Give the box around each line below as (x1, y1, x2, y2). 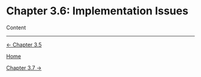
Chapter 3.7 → (6, 64, 42, 71)
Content (6, 24, 26, 31)
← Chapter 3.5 (6, 41, 42, 48)
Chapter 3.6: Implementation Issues (6, 4, 188, 18)
